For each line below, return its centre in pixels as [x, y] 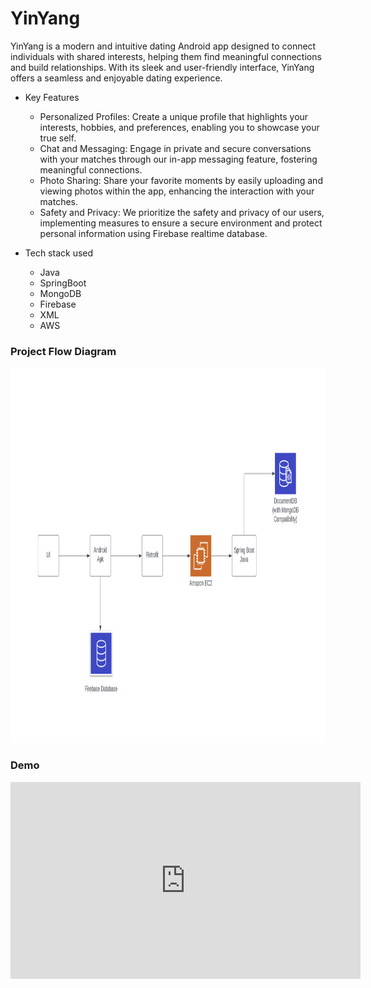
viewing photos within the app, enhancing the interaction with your [177, 191]
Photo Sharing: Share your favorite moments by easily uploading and [181, 180]
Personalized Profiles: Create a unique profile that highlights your [174, 116]
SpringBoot [63, 283]
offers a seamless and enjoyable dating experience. [116, 78]
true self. [58, 138]
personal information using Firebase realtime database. [153, 233]
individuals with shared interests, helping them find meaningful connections [166, 56]
